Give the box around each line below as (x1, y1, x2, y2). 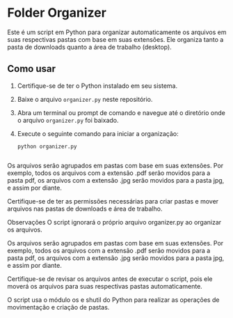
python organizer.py (17, 143, 77, 150)
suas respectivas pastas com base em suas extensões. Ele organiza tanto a (7, 35, 224, 43)
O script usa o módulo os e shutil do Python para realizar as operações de (7, 295, 220, 304)
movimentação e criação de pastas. (7, 303, 110, 311)
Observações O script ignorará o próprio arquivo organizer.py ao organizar (7, 218, 222, 226)
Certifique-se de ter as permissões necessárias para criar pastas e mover (7, 197, 219, 205)
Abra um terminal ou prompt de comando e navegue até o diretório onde (17, 108, 226, 116)
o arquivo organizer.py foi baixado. (17, 116, 120, 124)
